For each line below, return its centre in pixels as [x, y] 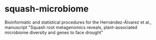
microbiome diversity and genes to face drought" [54, 32]
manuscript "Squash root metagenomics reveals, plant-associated [71, 27]
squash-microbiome [47, 9]
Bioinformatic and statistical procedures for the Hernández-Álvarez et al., [78, 22]
